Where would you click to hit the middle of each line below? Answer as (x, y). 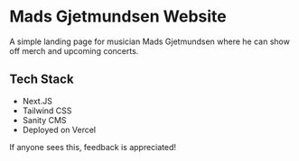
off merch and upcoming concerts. (74, 50)
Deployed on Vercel (59, 130)
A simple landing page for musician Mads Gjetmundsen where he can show (150, 41)
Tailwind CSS (47, 111)
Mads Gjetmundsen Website (118, 17)
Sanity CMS (44, 120)
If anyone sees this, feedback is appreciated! (93, 147)
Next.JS (37, 101)
